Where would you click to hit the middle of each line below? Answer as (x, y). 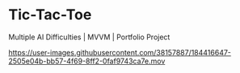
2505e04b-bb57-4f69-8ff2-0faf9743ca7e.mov (87, 61)
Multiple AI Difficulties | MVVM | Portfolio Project (89, 37)
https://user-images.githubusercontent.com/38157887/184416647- (120, 52)
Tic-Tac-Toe (50, 15)
